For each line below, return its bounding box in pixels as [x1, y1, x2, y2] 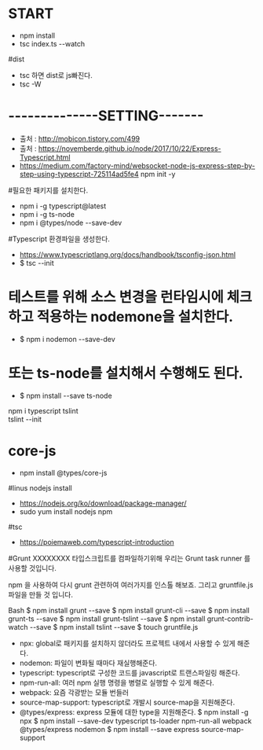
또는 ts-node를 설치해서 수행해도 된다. [8, 365, 243, 382]
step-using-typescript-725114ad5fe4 [19, 169, 139, 178]
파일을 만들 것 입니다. [8, 590, 73, 599]
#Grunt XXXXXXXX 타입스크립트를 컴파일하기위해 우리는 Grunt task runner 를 [8, 553, 251, 563]
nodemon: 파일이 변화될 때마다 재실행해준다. [19, 658, 158, 667]
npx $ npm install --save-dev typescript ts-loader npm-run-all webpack [19, 716, 252, 726]
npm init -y [140, 169, 176, 178]
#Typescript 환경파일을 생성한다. [8, 233, 110, 244]
